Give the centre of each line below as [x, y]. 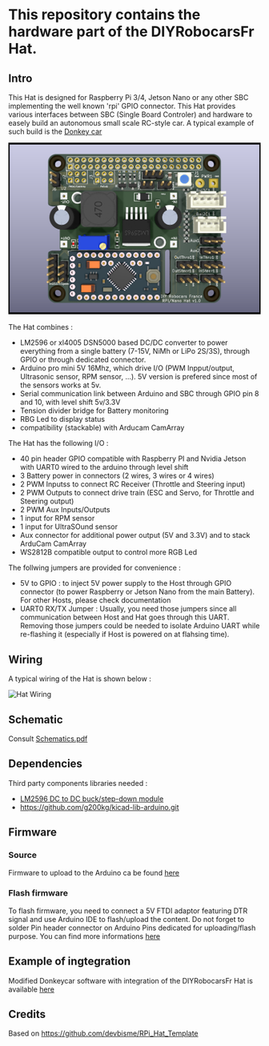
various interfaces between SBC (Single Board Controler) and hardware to [130, 114]
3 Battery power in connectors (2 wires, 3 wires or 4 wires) [117, 476]
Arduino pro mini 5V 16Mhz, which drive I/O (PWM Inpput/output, [127, 368]
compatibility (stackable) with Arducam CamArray [102, 428]
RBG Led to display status [62, 419]
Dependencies [45, 764]
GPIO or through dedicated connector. [83, 360]
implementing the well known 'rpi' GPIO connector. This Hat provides [122, 106]
